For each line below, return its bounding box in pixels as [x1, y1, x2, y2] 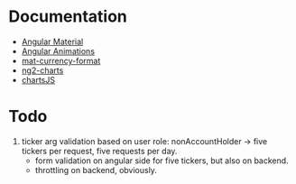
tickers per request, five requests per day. [21, 145, 178, 156]
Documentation [8, 6, 128, 27]
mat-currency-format [21, 55, 101, 66]
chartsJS [21, 74, 56, 85]
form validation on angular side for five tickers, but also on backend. [34, 155, 290, 166]
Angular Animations [21, 45, 96, 56]
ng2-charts [21, 65, 64, 76]
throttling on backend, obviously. [34, 164, 157, 175]
